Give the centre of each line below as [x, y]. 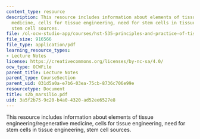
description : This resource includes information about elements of [93, 17]
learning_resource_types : [38, 50]
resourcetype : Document [36, 89]
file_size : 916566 [29, 39]
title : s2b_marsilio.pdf [37, 94]
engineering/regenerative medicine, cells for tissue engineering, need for [96, 123]
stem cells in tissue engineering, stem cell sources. [69, 129]
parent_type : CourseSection [41, 78]
